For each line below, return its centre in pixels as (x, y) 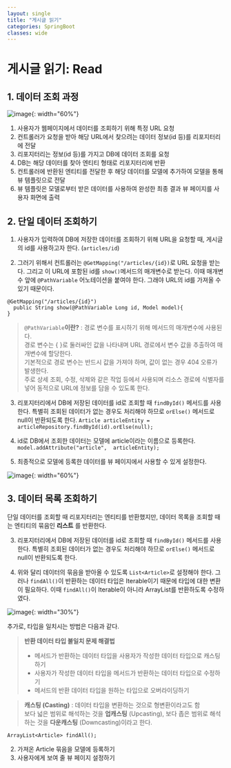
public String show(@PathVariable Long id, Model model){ (99, 308)
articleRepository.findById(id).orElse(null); (85, 427)
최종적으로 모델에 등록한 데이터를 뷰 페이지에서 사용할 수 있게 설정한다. (112, 461)
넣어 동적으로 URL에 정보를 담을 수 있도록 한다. (87, 388)
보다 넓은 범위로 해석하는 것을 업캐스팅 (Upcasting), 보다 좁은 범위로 (116, 713)
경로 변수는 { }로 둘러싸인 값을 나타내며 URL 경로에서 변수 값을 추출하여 (120, 345)
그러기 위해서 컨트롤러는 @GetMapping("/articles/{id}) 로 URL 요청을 (112, 263)
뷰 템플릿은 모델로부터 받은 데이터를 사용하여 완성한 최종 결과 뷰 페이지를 (114, 189)
